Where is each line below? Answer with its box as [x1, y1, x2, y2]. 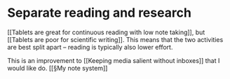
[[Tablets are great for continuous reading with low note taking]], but [7, 28, 205, 36]
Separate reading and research [7, 5, 191, 21]
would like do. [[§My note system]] [7, 64, 108, 72]
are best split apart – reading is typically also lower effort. [7, 43, 173, 51]
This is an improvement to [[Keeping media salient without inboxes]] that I [7, 56, 220, 64]
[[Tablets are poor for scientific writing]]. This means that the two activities [7, 35, 224, 43]
